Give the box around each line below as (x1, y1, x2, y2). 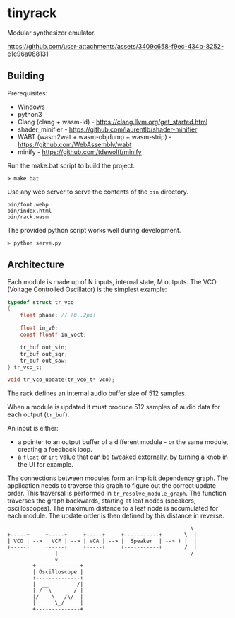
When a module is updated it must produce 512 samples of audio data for (7, 403, 221, 412)
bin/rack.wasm (7, 214, 49, 221)
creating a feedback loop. (17, 445, 93, 454)
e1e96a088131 (7, 49, 49, 58)
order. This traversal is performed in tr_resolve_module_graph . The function (7, 489, 227, 498)
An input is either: (7, 424, 59, 433)
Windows (17, 103, 45, 111)
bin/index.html (7, 207, 52, 214)
